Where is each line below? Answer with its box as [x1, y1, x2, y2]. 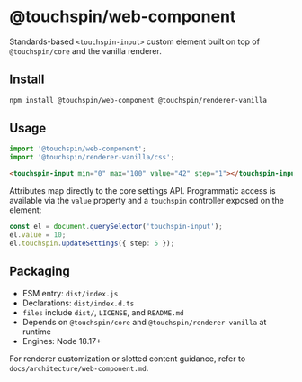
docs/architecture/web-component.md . [9, 362, 149, 373]
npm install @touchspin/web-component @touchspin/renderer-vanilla [9, 95, 268, 105]
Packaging [9, 264, 70, 279]
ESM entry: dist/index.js [22, 287, 119, 298]
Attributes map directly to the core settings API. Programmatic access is [9, 186, 276, 196]
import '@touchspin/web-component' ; [9, 144, 147, 154]
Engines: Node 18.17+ [22, 335, 102, 346]
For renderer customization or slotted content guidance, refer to [9, 353, 246, 364]
